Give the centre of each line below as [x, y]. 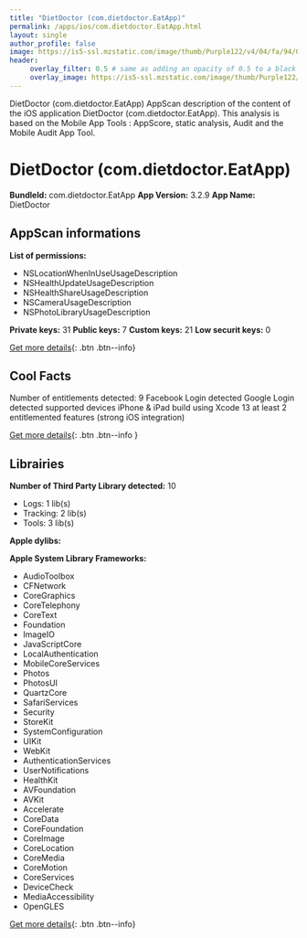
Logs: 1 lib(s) [47, 504]
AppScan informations [75, 234]
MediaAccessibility [58, 897]
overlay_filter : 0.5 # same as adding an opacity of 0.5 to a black [163, 69]
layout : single [38, 35]
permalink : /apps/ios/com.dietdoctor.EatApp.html [106, 27]
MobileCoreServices [61, 664]
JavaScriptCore [52, 645]
